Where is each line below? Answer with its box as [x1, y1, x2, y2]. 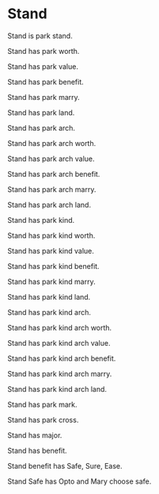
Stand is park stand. [7, 31, 73, 40]
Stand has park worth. [7, 46, 80, 56]
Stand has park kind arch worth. [7, 323, 112, 332]
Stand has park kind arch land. [7, 384, 108, 393]
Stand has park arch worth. [7, 138, 97, 147]
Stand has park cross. [7, 415, 79, 424]
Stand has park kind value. [7, 246, 94, 255]
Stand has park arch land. [7, 200, 92, 209]
